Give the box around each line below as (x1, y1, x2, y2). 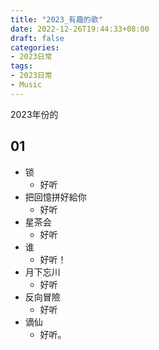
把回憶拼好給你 (24, 191, 87, 203)
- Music (10, 80, 43, 90)
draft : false (10, 33, 65, 43)
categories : (10, 42, 60, 53)
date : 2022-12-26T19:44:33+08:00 (10, 24, 150, 34)
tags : (10, 61, 33, 71)
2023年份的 (10, 108, 59, 120)
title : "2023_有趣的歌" (10, 14, 103, 25)
